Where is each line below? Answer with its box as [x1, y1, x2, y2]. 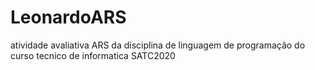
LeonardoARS [10, 6, 127, 29]
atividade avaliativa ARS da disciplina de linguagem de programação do [10, 39, 306, 51]
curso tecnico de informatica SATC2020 [10, 49, 176, 61]
